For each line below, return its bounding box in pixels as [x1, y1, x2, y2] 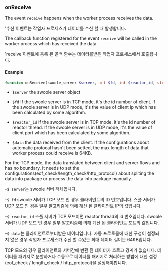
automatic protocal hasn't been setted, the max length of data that [12, 145, 149, 151]
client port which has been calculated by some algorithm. [12, 130, 131, 136]
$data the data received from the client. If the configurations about [12, 139, 149, 146]
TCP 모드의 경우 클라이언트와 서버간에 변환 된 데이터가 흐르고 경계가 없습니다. [5, 247, 156, 253]
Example [5, 69, 24, 75]
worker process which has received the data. [5, 41, 98, 47]
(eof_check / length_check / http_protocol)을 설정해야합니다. [5, 260, 127, 266]
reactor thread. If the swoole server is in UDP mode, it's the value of [12, 124, 152, 131]
